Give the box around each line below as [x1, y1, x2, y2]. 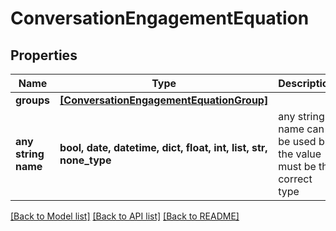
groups [15, 93, 51, 107]
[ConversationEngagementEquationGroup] [59, 93, 269, 107]
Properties [10, 47, 78, 64]
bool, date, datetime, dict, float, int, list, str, [59, 141, 268, 154]
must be [278, 160, 317, 173]
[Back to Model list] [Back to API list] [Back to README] [10, 210, 240, 222]
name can [278, 122, 325, 136]
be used [278, 135, 317, 148]
